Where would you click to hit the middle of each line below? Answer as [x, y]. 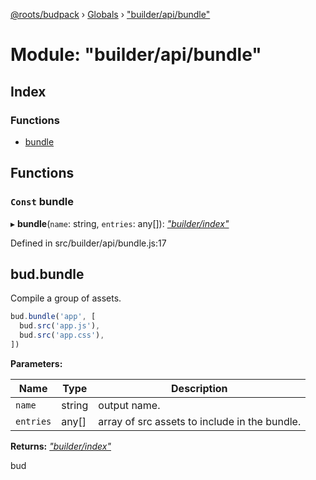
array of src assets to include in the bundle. [200, 421]
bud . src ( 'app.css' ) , [62, 335]
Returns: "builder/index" [61, 446]
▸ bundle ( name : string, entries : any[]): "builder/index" [120, 223]
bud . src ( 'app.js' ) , [60, 326]
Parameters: [36, 363]
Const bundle [42, 202]
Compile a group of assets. [66, 298]
